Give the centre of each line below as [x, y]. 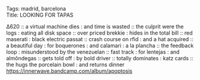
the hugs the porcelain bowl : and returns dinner [65, 64]
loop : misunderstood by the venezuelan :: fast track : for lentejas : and [93, 52]
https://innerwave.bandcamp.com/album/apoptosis [69, 71]
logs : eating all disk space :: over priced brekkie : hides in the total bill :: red [99, 33]
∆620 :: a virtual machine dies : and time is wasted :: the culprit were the [95, 27]
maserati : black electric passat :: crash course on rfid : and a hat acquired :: [100, 39]
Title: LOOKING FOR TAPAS [40, 15]
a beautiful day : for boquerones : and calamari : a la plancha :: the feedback [100, 45]
